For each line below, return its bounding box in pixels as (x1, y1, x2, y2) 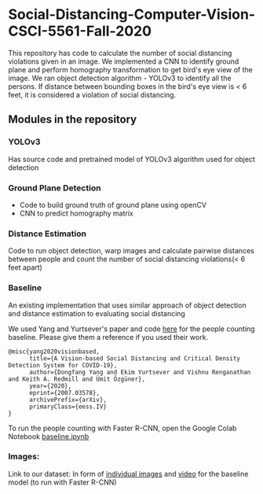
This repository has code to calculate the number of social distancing (8, 48, 232, 57)
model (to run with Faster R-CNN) (8, 477, 117, 487)
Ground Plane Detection (8, 182, 101, 194)
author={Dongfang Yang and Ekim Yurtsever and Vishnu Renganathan (28, 368, 251, 376)
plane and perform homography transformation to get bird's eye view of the (8, 65, 253, 74)
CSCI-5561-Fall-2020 (8, 22, 152, 40)
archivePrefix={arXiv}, (28, 396, 108, 404)
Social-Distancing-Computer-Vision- (8, 6, 256, 24)
